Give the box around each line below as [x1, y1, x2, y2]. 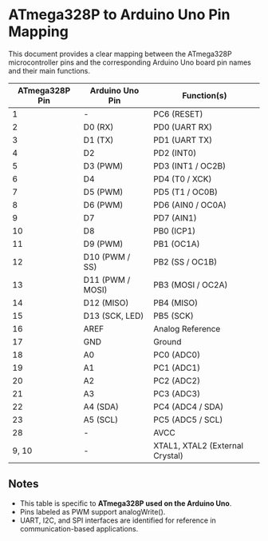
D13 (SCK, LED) [83, 310, 144, 321]
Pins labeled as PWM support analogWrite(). [19, 507, 166, 516]
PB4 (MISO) [152, 297, 199, 308]
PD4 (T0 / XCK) [152, 173, 212, 185]
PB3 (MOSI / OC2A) [152, 279, 228, 290]
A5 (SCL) [83, 414, 119, 425]
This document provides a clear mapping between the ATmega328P [8, 49, 233, 58]
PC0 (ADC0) [152, 349, 201, 360]
